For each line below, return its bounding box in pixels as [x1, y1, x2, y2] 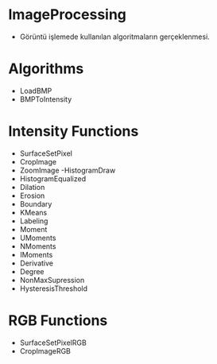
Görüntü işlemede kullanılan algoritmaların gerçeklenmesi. [19, 32, 211, 41]
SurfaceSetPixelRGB [19, 338, 87, 347]
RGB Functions [8, 312, 108, 329]
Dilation [19, 182, 45, 192]
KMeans [19, 207, 48, 217]
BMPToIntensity [19, 94, 72, 104]
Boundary [19, 199, 52, 208]
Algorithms [8, 60, 84, 78]
